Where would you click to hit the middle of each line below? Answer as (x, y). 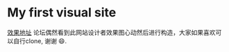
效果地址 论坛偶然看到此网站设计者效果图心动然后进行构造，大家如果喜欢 (111, 32)
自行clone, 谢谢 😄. (40, 41)
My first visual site (62, 13)
